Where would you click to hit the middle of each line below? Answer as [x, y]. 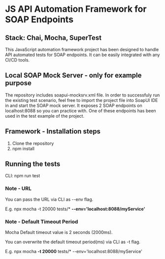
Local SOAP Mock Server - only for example [73, 76]
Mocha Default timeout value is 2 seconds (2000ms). [59, 232]
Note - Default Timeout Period [42, 222]
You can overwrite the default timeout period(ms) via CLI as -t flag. [73, 242]
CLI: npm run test [23, 176]
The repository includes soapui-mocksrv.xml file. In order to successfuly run [82, 95]
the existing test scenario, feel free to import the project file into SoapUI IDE [82, 100]
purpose [18, 83]
